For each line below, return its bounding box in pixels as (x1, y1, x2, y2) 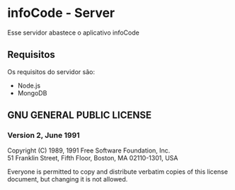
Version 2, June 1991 (7, 131, 80, 141)
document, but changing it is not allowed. (7, 175, 128, 184)
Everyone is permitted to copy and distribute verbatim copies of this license (7, 167, 229, 176)
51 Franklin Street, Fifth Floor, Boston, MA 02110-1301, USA (7, 154, 178, 162)
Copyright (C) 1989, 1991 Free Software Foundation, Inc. (7, 146, 171, 155)
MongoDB (17, 88, 47, 97)
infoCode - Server (7, 5, 115, 21)
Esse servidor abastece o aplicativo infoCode (7, 28, 139, 37)
